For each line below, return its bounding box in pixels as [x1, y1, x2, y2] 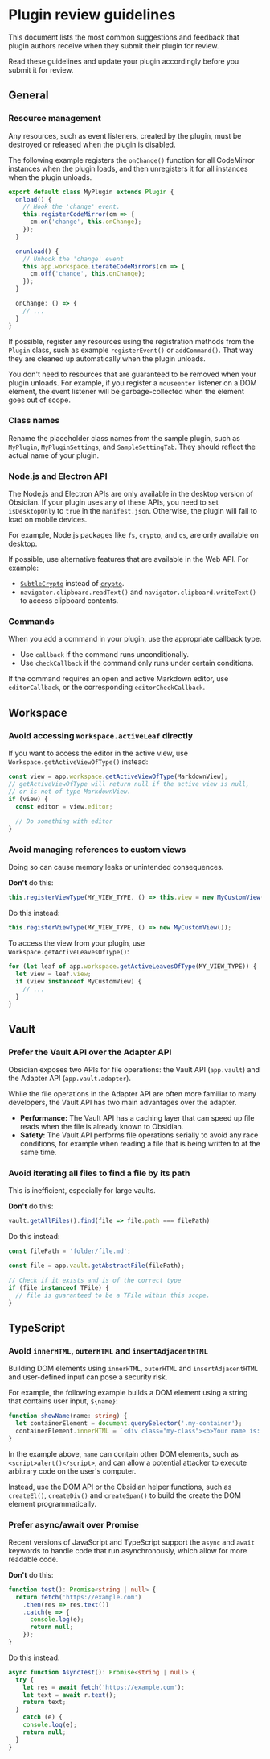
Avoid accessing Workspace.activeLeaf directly [8, 730, 194, 741]
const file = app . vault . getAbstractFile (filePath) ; [8, 1262, 185, 1270]
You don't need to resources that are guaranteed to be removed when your [8, 369, 257, 379]
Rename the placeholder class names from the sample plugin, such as [8, 433, 241, 443]
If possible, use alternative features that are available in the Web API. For [8, 555, 249, 564]
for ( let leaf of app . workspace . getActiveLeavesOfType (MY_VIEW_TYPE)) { [8, 963, 257, 971]
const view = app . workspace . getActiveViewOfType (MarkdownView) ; [8, 772, 228, 781]
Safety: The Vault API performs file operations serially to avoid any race [19, 1130, 259, 1140]
